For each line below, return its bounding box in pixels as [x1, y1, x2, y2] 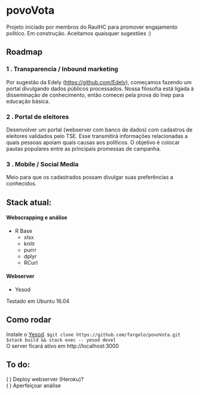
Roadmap [6, 47, 43, 57]
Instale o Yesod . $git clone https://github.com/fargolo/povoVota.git [6, 330, 181, 338]
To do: [6, 360, 30, 370]
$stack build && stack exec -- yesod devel [6, 337, 116, 343]
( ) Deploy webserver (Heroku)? [6, 375, 84, 382]
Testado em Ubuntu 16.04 [6, 298, 70, 305]
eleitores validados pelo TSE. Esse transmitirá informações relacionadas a [6, 132, 188, 139]
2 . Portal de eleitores [6, 112, 69, 121]
